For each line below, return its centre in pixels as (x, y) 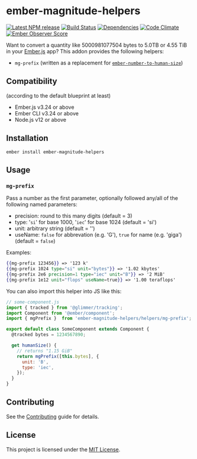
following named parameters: (42, 205)
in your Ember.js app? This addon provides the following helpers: (85, 51)
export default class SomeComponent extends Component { (78, 329)
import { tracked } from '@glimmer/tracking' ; (64, 308)
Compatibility (32, 81)
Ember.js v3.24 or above (44, 107)
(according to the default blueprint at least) (59, 95)
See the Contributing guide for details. (53, 416)
